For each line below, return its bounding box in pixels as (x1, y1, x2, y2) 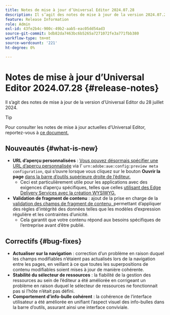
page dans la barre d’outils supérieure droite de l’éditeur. (12, 173, 131, 180)
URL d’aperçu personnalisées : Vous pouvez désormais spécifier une (12, 158, 158, 164)
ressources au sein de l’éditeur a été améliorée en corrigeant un (12, 277, 146, 284)
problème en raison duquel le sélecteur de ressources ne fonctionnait (12, 283, 158, 289)
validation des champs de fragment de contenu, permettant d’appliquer (12, 201, 161, 207)
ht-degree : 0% (5, 45, 35, 50)
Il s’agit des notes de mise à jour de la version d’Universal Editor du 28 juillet (5, 99, 164, 105)
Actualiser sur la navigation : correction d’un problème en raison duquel (12, 251, 164, 257)
